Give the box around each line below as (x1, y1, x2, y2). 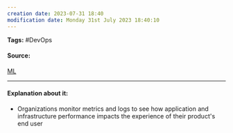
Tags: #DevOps (7, 35, 53, 44)
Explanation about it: (7, 89, 69, 98)
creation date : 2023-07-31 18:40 (7, 10, 104, 17)
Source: (7, 51, 31, 60)
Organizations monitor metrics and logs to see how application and (17, 105, 209, 113)
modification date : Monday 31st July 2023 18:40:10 (7, 17, 159, 24)
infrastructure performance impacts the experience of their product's (17, 112, 216, 120)
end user (17, 119, 43, 127)
